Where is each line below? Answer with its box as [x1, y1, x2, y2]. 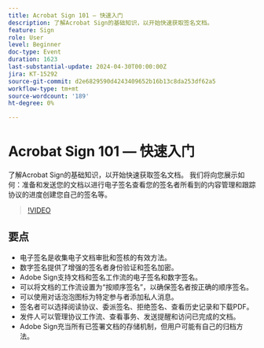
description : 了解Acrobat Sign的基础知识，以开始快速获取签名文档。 [8, 19, 214, 27]
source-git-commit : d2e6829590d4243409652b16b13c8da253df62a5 [8, 77, 216, 85]
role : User [8, 33, 44, 42]
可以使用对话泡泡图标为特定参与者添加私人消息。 [19, 292, 178, 302]
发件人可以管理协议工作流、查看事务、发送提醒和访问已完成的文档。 [19, 312, 240, 321]
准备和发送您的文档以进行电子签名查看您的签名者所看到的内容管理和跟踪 [21, 180, 256, 190]
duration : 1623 [8, 56, 58, 64]
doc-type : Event [8, 48, 61, 56]
